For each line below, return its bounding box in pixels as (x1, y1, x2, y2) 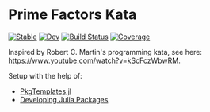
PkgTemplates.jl (19, 86, 71, 96)
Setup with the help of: (8, 71, 83, 80)
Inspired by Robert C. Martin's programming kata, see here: (8, 47, 202, 56)
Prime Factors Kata (8, 6, 137, 24)
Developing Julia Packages (19, 95, 109, 104)
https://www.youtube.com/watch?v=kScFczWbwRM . (8, 56, 181, 65)
